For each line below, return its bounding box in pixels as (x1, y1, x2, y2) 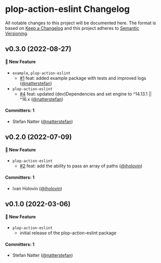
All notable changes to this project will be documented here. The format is (5, 20, 156, 26)
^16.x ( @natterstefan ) (19, 96, 63, 102)
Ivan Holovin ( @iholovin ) (12, 185, 63, 192)
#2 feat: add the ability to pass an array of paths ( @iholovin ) (19, 163, 143, 169)
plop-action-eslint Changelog (5, 3, 130, 15)
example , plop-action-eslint (12, 69, 71, 75)
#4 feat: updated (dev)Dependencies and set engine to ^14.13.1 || (19, 91, 152, 97)
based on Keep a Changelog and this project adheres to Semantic (5, 25, 140, 31)
